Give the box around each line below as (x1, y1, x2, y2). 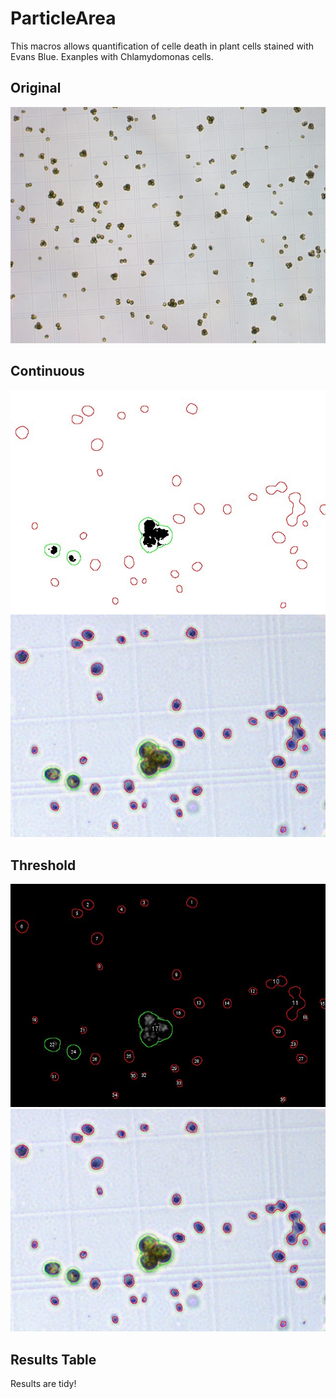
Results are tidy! (10, 1377, 77, 1389)
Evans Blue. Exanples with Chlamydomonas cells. (10, 50, 214, 62)
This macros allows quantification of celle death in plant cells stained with (10, 40, 315, 52)
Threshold (10, 857, 77, 874)
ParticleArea (10, 7, 117, 30)
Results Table (10, 1351, 97, 1368)
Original (10, 80, 62, 97)
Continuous (10, 363, 85, 380)
